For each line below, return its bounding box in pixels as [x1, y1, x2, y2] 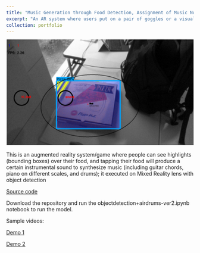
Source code [6, 188, 37, 195]
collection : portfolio [6, 22, 62, 28]
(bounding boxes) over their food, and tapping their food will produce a [6, 157, 180, 164]
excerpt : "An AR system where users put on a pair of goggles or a [6, 15, 177, 22]
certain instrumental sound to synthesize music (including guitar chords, [6, 164, 184, 171]
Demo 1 [6, 229, 25, 236]
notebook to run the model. [6, 205, 73, 213]
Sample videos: [6, 217, 44, 224]
